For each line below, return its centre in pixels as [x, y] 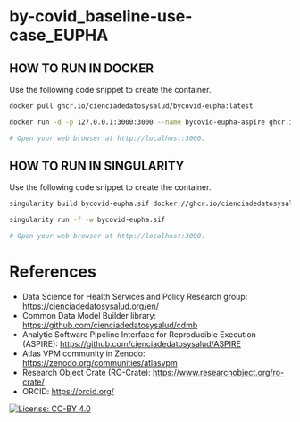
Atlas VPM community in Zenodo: [83, 353]
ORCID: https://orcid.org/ [68, 391]
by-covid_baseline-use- [101, 17]
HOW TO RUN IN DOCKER [82, 68]
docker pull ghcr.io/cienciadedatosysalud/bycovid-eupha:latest [131, 106]
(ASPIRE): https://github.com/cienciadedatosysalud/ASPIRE [131, 344]
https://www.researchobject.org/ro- [218, 372]
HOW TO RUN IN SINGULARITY [97, 166]
